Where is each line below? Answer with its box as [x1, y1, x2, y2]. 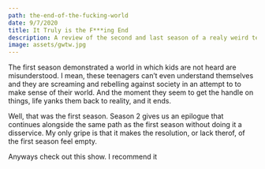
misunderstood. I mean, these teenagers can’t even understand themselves [8, 71, 254, 81]
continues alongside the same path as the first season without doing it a [8, 120, 242, 130]
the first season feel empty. [8, 137, 97, 146]
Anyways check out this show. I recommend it [8, 152, 158, 162]
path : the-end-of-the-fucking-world [8, 11, 129, 20]
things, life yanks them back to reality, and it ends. [8, 96, 172, 106]
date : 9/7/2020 [8, 19, 58, 27]
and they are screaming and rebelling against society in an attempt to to [8, 80, 242, 89]
